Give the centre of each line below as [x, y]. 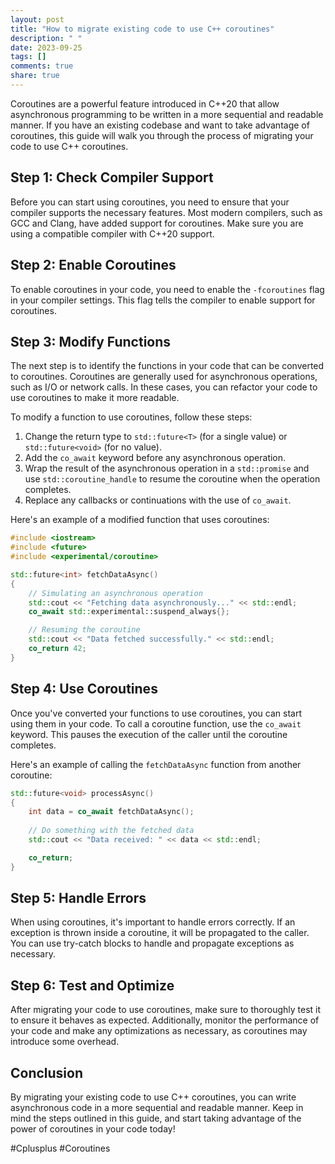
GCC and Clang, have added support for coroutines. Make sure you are [157, 223]
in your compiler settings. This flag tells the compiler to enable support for [163, 300]
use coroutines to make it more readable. [95, 398]
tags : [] [28, 57]
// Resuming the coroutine [84, 630]
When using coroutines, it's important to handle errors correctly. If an [153, 922]
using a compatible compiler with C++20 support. [112, 233]
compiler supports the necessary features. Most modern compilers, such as [166, 212]
